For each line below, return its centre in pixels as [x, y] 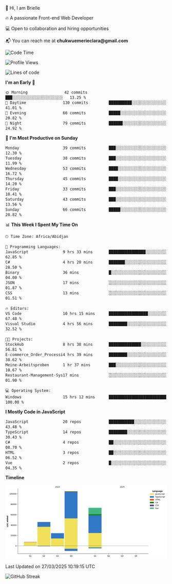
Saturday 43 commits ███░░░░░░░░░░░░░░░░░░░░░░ [86, 199]
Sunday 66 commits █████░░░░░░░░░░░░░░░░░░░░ [86, 210]
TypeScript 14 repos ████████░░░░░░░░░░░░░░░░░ [86, 432]
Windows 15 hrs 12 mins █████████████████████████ [86, 397]
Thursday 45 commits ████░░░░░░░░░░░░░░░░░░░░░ [86, 179]
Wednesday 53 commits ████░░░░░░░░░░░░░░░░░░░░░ [86, 168]
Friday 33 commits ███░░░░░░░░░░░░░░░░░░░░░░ [86, 189]
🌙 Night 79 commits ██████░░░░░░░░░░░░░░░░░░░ [86, 123]
